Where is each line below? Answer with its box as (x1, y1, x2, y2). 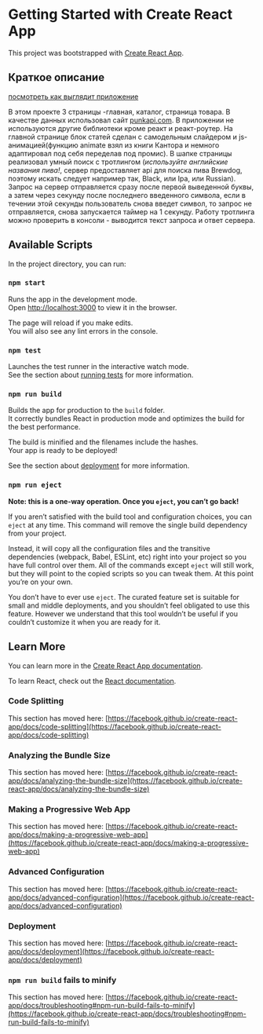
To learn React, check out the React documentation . (8, 676, 177, 685)
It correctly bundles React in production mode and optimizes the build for (8, 414, 245, 423)
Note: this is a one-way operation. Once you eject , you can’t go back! (8, 496, 239, 506)
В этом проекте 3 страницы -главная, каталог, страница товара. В (8, 107, 231, 116)
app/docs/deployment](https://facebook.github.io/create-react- (8, 947, 214, 956)
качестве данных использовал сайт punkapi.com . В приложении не (8, 115, 234, 125)
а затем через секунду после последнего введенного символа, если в (8, 190, 246, 199)
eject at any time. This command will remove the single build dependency (8, 520, 248, 529)
